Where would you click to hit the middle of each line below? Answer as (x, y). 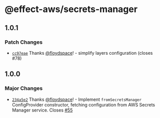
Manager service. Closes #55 (42, 110)
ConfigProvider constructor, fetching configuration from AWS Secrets (83, 104)
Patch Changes (24, 42)
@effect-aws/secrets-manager (71, 9)
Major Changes (24, 88)
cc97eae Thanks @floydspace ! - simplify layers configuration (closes (82, 53)
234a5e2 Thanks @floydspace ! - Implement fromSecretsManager (77, 99)
